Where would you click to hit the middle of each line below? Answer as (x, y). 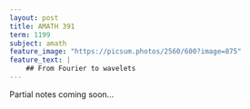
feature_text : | (40, 60)
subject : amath (38, 43)
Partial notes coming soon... (62, 94)
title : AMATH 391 (42, 26)
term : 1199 (30, 35)
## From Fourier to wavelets (81, 69)
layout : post (34, 18)
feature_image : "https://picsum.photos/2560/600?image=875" (126, 52)
